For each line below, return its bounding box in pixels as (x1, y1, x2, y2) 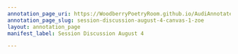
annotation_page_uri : (7, 10, 72, 18)
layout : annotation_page (7, 23, 81, 30)
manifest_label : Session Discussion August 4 (7, 29, 144, 37)
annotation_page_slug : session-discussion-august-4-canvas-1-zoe (7, 17, 204, 24)
